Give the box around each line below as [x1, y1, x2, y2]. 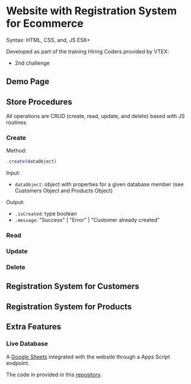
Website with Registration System [6, 4, 177, 18]
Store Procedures [6, 97, 72, 107]
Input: [6, 169, 21, 176]
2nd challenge [14, 59, 50, 66]
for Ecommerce [6, 17, 84, 30]
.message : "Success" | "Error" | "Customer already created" [14, 217, 160, 224]
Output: [6, 199, 25, 206]
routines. [6, 119, 28, 126]
